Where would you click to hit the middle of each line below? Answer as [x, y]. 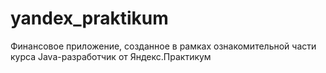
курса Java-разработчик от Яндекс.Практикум [111, 56]
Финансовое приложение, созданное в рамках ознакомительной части [163, 46]
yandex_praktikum [89, 18]
